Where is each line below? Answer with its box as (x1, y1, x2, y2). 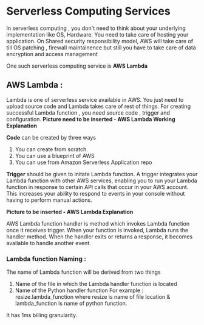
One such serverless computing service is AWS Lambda (6, 62, 148, 70)
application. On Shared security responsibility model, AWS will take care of (6, 37, 194, 45)
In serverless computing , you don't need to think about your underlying (6, 24, 186, 32)
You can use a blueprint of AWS (15, 152, 95, 159)
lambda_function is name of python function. (15, 300, 127, 307)
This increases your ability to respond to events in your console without (6, 190, 185, 197)
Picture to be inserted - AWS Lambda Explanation (6, 208, 134, 215)
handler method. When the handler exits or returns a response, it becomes (6, 233, 193, 240)
